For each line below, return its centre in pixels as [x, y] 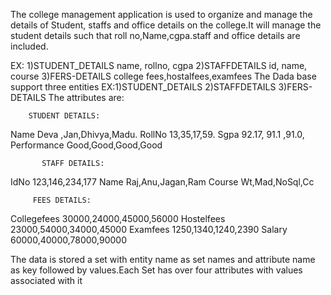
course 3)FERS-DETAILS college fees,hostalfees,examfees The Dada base [163, 76]
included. [29, 46]
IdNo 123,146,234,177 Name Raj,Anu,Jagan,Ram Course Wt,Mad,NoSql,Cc [162, 182]
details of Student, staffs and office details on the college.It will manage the [166, 25]
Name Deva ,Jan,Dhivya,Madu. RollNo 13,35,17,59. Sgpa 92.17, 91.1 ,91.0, [157, 134]
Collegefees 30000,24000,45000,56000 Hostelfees [118, 218]
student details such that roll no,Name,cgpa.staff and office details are [155, 35]
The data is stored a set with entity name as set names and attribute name [163, 259]
